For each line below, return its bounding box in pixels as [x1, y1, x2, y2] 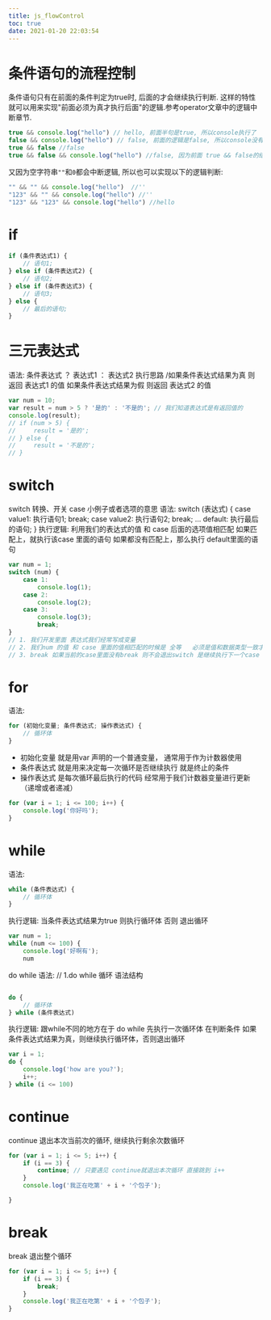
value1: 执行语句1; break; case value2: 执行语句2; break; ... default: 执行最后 [8, 514, 259, 524]
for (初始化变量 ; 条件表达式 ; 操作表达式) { [8, 722, 143, 730]
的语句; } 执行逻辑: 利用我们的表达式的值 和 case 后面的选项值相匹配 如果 [8, 525, 251, 534]
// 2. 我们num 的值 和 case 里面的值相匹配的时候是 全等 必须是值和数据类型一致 [8, 643, 259, 652]
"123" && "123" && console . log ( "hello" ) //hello [8, 198, 175, 206]
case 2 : [23, 591, 48, 599]
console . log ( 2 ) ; [37, 598, 92, 606]
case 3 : [23, 605, 48, 614]
